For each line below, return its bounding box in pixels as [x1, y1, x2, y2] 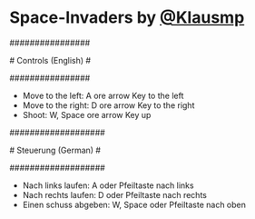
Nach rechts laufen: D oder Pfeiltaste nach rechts [22, 189, 207, 200]
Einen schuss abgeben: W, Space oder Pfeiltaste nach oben [22, 199, 247, 210]
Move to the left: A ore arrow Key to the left [22, 90, 184, 101]
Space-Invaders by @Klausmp [9, 7, 245, 28]
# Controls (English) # [9, 55, 92, 65]
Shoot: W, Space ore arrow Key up [22, 109, 152, 120]
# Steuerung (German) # [9, 144, 102, 155]
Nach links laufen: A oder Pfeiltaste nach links [22, 180, 194, 191]
